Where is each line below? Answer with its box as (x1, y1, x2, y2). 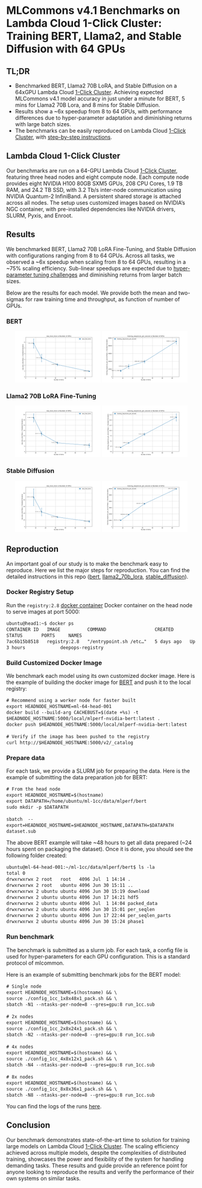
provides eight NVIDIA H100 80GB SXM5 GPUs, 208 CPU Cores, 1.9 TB (6, 179, 183, 187)
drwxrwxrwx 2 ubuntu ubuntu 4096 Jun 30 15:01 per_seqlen (6, 907, 155, 913)
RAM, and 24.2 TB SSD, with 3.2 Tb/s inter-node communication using (6, 186, 181, 193)
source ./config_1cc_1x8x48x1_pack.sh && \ (6, 995, 118, 1001)
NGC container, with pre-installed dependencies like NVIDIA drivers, (6, 205, 176, 212)
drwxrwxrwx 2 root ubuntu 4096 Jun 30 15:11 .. (6, 883, 134, 889)
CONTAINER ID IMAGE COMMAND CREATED (6, 626, 174, 633)
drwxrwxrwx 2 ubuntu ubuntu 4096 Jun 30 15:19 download (6, 889, 150, 895)
